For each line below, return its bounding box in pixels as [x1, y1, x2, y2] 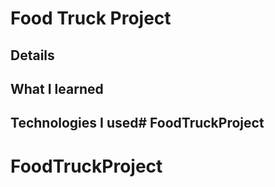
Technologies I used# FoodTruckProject [10, 115, 265, 132]
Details [10, 47, 55, 64]
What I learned [10, 80, 104, 97]
